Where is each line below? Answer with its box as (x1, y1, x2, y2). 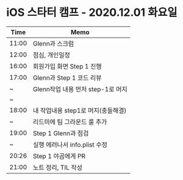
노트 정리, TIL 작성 (32, 163, 82, 171)
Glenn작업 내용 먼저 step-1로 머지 (32, 85, 127, 93)
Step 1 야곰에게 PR (32, 151, 85, 160)
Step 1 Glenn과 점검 (32, 129, 89, 137)
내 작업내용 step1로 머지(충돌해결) (32, 106, 127, 114)
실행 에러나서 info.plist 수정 (32, 140, 108, 149)
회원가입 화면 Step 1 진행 (32, 62, 102, 71)
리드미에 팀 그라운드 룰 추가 (32, 117, 107, 126)
